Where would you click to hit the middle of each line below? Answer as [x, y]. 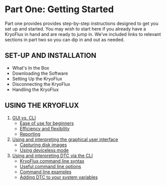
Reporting [30, 134]
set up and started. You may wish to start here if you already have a [75, 28]
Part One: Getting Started [59, 9]
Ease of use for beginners [47, 123]
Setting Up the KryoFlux [37, 79]
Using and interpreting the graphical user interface [65, 139]
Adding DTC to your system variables [59, 177]
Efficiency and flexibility [45, 129]
